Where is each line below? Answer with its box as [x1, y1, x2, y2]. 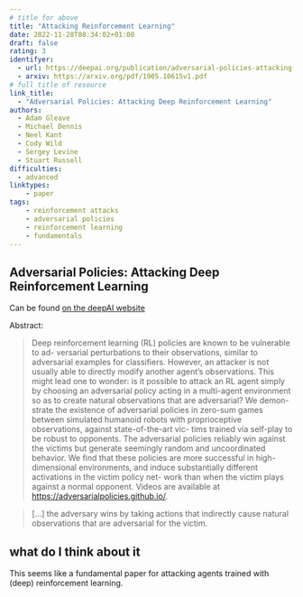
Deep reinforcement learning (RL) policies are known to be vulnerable [31, 337, 290, 348]
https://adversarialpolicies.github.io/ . [31, 491, 169, 501]
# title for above [9, 13, 78, 23]
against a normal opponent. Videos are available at [31, 482, 221, 492]
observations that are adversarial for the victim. [31, 518, 208, 528]
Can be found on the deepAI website [9, 303, 146, 314]
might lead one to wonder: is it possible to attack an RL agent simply [31, 376, 286, 387]
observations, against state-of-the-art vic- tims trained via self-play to [31, 424, 293, 435]
